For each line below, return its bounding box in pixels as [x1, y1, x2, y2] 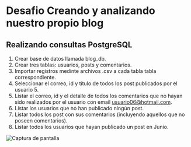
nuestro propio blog [6, 16, 104, 30]
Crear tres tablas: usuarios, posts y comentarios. [14, 61, 132, 68]
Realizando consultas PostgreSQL [6, 40, 133, 50]
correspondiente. [14, 74, 57, 80]
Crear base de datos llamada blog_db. [14, 55, 106, 62]
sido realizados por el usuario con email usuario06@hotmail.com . [14, 99, 172, 106]
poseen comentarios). [14, 117, 68, 124]
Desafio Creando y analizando [6, 4, 156, 17]
